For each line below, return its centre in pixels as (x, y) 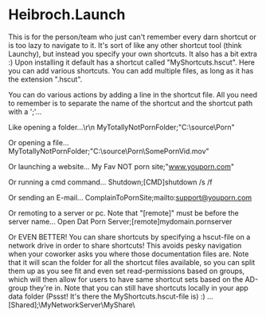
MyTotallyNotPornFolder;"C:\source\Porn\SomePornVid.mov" (109, 151)
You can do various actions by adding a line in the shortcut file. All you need (133, 94)
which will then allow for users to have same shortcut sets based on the (126, 279)
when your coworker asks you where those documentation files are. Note (129, 254)
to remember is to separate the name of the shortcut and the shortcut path (131, 103)
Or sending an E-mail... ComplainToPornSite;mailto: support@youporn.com (130, 197)
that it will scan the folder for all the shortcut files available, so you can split (132, 262)
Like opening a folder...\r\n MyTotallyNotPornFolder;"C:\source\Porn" (121, 127)
